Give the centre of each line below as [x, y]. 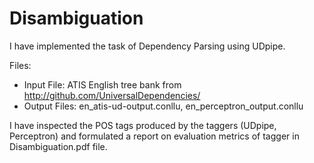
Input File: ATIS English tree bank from [102, 84]
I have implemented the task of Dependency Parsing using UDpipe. [147, 46]
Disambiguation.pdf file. [58, 146]
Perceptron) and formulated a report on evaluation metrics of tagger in [154, 136]
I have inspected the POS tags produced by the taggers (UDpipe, [143, 125]
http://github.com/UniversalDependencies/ [112, 95]
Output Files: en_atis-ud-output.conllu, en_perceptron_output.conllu [163, 106]
